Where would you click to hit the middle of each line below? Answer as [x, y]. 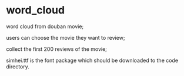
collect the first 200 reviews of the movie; [57, 49]
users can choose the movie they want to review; [66, 37]
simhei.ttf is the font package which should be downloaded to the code [92, 60]
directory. [18, 66]
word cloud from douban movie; [45, 26]
